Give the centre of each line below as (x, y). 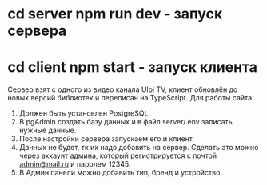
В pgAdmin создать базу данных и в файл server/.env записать (126, 122)
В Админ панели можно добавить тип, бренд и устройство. (121, 173)
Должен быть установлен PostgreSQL (84, 113)
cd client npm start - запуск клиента (132, 67)
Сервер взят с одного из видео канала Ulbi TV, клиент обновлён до (123, 89)
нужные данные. (48, 130)
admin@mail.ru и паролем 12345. (75, 164)
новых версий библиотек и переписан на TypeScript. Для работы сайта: (131, 98)
